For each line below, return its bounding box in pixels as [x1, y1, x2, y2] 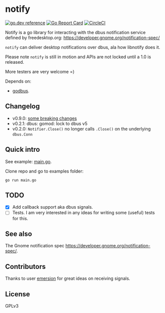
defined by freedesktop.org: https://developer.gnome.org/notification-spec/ [5, 35, 160, 41]
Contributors [5, 262, 46, 270]
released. [5, 59, 24, 65]
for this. [12, 215, 28, 221]
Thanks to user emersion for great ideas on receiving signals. [5, 275, 130, 281]
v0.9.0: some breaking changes [12, 115, 77, 121]
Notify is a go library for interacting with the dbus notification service [5, 29, 146, 35]
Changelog [5, 102, 40, 111]
